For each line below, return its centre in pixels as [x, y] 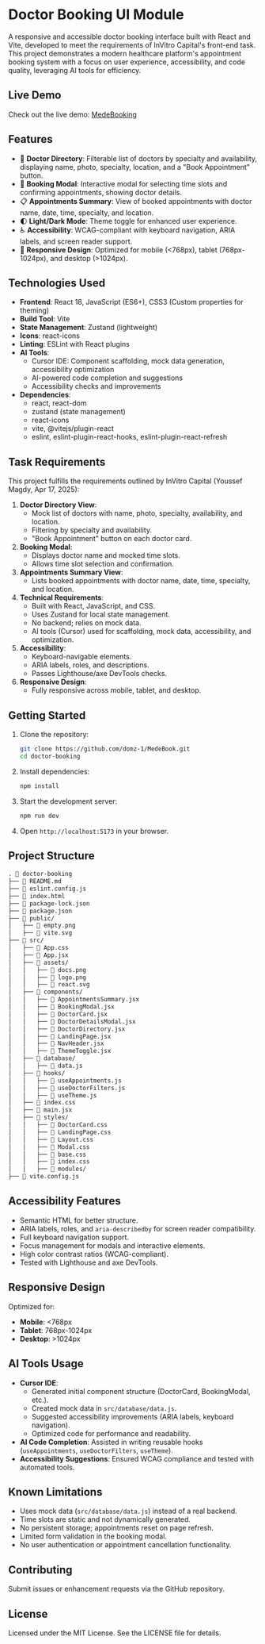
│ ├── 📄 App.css [38, 948]
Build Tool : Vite [45, 319]
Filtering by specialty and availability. [92, 530]
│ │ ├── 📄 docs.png [47, 970]
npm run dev [39, 816]
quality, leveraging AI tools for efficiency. [75, 70]
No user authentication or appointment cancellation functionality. [125, 1545]
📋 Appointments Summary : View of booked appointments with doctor [136, 201]
